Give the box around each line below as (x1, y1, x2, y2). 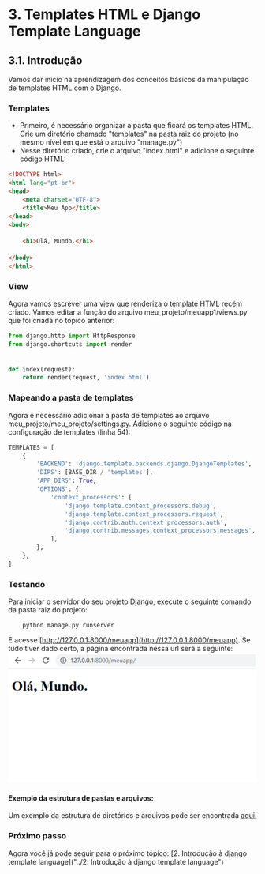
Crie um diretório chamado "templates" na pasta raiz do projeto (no (19, 129, 239, 139)
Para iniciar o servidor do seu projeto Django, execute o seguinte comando (8, 597, 252, 606)
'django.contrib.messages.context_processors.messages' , (64, 527, 256, 535)
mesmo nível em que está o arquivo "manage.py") (19, 138, 183, 147)
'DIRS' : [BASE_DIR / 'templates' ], (36, 469, 154, 477)
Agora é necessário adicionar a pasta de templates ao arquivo (8, 410, 210, 420)
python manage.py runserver (22, 622, 114, 630)
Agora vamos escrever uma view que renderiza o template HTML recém (8, 299, 243, 309)
